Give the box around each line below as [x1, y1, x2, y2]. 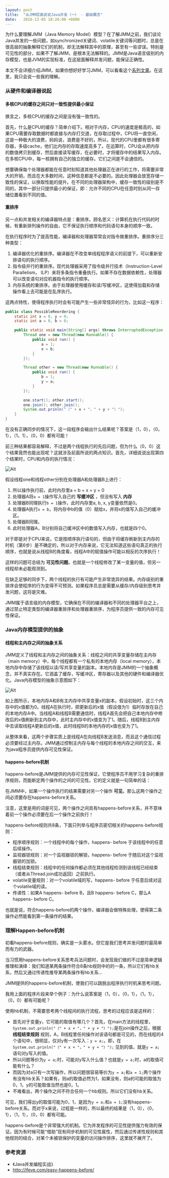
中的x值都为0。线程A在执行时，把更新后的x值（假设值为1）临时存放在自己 [9, 704, 163, 710]
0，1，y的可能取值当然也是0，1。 [12, 1081, 82, 1088]
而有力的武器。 [5, 946, 36, 952]
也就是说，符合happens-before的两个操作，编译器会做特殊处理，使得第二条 [5, 907, 162, 913]
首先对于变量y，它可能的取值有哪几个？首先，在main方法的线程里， [12, 1018, 153, 1024]
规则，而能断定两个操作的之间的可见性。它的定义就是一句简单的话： [9, 777, 151, 784]
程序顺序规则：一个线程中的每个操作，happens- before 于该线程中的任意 [12, 839, 163, 845]
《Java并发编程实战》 [12, 1161, 56, 1167]
